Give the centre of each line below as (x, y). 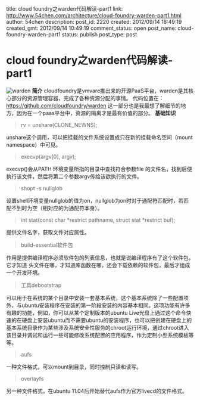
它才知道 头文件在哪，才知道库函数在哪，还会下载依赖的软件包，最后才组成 (98, 265)
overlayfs (32, 379)
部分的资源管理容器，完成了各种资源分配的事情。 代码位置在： (87, 98)
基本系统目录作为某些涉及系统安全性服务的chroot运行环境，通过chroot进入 (98, 327)
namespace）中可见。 (34, 144)
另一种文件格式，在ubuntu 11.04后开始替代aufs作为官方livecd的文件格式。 (97, 391)
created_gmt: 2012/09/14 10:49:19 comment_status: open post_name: (91, 28)
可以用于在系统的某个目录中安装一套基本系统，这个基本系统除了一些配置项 (97, 297)
